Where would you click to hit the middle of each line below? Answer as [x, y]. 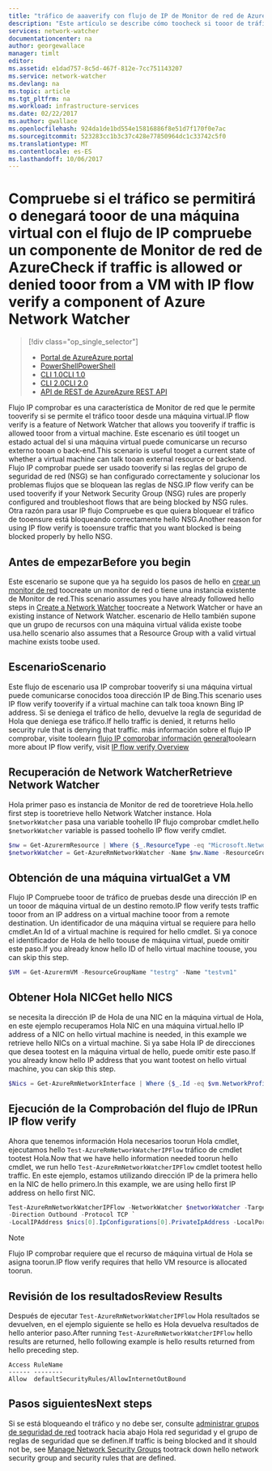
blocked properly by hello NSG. [61, 537]
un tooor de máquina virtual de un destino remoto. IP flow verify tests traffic [134, 906]
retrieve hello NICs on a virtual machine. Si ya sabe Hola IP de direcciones [132, 1043]
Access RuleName [36, 1365]
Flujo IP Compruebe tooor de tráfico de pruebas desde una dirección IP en [133, 897]
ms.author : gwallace [43, 121]
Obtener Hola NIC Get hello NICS [91, 998]
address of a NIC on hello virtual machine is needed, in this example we [127, 1034]
